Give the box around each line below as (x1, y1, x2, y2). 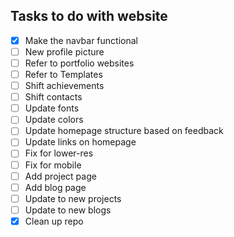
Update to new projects (24, 192, 122, 204)
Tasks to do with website (10, 8, 168, 25)
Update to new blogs (24, 204, 112, 216)
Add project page (24, 170, 97, 182)
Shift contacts (24, 91, 83, 103)
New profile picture (24, 45, 105, 58)
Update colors (24, 114, 84, 126)
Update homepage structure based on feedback (24, 125, 224, 137)
